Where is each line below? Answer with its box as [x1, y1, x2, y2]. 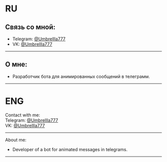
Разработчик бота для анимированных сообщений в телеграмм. [12, 73, 150, 80]
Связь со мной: [5, 23, 56, 31]
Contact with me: [5, 112, 41, 118]
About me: [5, 137, 26, 143]
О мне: [5, 60, 27, 69]
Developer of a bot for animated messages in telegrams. [12, 146, 128, 152]
